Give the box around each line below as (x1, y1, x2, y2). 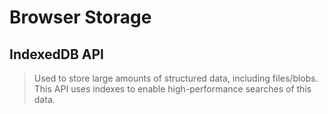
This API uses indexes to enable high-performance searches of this (33, 83, 312, 95)
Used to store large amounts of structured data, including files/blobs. (33, 72, 319, 84)
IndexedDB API (9, 46, 105, 63)
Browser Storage (9, 6, 152, 29)
